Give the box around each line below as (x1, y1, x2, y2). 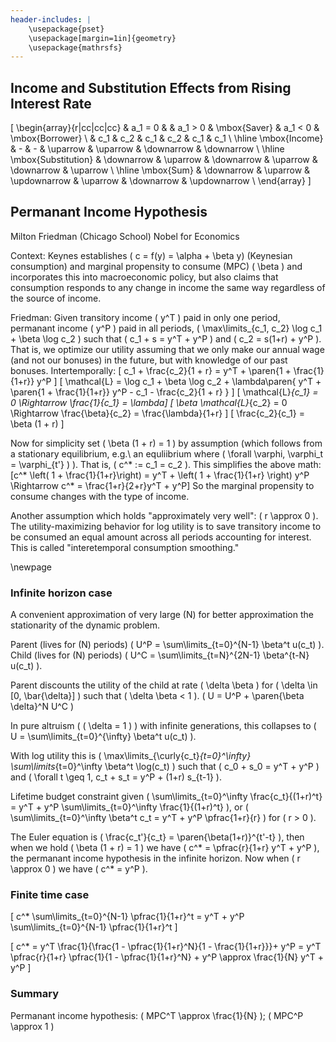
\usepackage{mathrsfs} (28, 42, 123, 53)
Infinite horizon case (10, 586, 113, 600)
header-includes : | (10, 14, 92, 25)
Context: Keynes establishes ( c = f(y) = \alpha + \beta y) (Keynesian (10, 249, 293, 261)
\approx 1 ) (10, 1020, 55, 1032)
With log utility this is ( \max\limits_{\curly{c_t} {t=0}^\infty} (10, 750, 252, 762)
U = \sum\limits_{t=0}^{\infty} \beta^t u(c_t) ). (10, 731, 197, 743)
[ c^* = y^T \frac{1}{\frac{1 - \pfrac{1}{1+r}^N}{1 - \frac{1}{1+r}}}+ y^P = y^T (10, 941, 322, 953)
